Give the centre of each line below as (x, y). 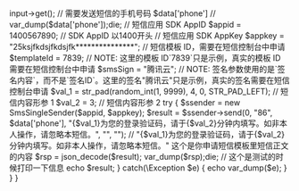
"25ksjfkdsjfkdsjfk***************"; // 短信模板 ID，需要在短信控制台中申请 (147, 47)
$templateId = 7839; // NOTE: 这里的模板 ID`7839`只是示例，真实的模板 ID (145, 58)
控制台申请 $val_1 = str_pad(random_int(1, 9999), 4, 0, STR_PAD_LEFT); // (144, 91)
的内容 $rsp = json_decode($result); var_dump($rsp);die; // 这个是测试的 (143, 157)
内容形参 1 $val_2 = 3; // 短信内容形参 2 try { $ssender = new (129, 103)
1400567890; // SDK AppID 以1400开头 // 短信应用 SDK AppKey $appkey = (147, 36)
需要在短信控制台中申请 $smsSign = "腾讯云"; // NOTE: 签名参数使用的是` (144, 69)
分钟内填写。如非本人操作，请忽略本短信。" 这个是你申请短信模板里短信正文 (149, 145)
